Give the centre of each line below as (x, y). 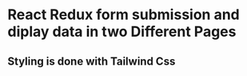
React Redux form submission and (124, 15)
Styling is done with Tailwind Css (92, 61)
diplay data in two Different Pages (122, 32)
